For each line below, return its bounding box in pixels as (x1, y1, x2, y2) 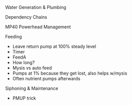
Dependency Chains (5, 14, 48, 20)
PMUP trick (12, 95, 36, 101)
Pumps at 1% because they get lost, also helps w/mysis (12, 70, 127, 76)
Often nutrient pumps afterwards (12, 76, 80, 81)
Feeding (5, 34, 22, 39)
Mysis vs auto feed (12, 65, 52, 71)
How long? (12, 60, 35, 65)
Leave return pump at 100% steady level (12, 43, 96, 49)
